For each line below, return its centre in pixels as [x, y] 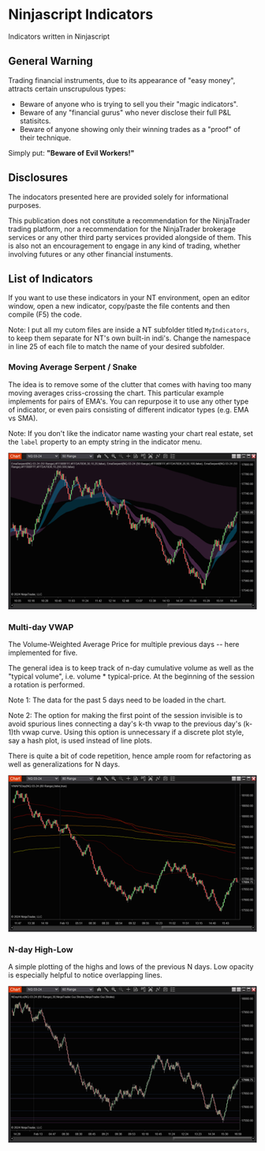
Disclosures [38, 178]
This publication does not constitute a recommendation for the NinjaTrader [129, 220]
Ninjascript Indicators [81, 15]
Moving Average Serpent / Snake [73, 367]
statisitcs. [35, 121]
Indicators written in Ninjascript [59, 36]
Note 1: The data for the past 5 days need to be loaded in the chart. [117, 700]
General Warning [50, 61]
